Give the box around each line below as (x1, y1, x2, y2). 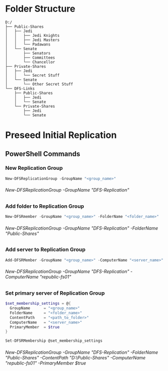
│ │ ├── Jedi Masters (5, 37, 60, 42)
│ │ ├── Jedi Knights (5, 33, 60, 38)
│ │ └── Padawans (5, 41, 51, 47)
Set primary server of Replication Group (5, 289, 105, 296)
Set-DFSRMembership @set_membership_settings (5, 338, 102, 344)
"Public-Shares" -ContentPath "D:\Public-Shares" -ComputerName (5, 354, 146, 360)
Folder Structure (5, 3, 76, 15)
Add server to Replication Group (5, 246, 86, 253)
